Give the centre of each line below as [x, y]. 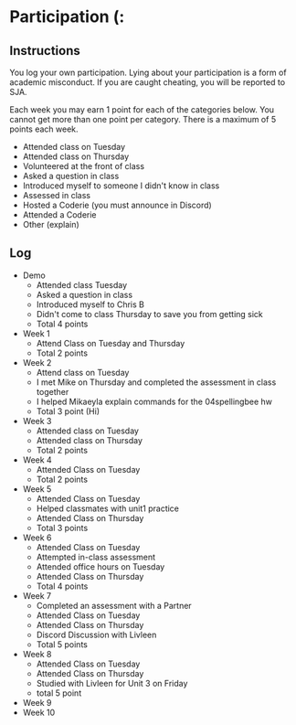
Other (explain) [51, 224]
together [53, 391]
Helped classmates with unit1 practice [108, 508]
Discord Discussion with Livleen [96, 634]
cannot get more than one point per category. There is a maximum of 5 [143, 119]
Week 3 [37, 421]
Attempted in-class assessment [96, 557]
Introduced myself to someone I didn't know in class [121, 186]
